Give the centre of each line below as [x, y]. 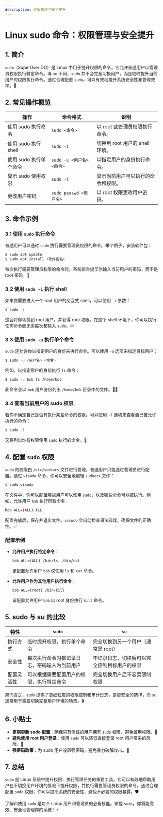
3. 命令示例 [22, 219]
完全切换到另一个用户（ [120, 642]
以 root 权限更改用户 [120, 193]
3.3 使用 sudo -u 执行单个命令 [40, 339]
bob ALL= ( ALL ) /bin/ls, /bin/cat [46, 561]
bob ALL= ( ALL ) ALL [24, 510]
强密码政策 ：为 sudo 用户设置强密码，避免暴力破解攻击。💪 [71, 750]
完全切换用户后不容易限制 [122, 674]
